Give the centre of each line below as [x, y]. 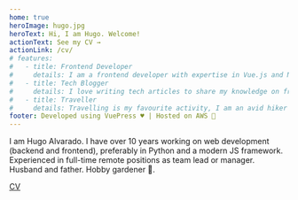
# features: [31, 58]
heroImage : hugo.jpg [47, 26]
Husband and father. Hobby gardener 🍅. [82, 170]
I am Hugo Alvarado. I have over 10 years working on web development [139, 142]
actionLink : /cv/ [41, 50]
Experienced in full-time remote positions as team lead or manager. [132, 160]
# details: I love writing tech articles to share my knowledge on [144, 91]
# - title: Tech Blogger [59, 83]
